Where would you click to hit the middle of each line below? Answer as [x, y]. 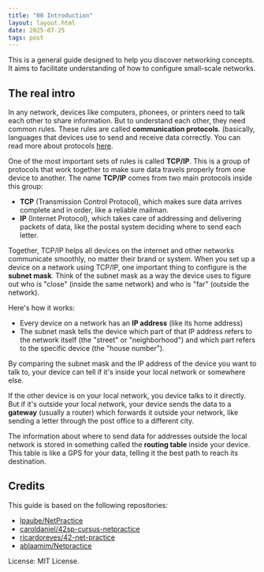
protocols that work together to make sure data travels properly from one [127, 170]
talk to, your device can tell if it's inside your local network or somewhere [127, 372]
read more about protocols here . [61, 146]
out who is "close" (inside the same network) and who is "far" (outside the [129, 284]
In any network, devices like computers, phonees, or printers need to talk [127, 112]
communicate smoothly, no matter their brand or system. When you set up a [132, 259]
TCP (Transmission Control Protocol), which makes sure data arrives [131, 201]
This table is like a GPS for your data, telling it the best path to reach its [123, 453]
